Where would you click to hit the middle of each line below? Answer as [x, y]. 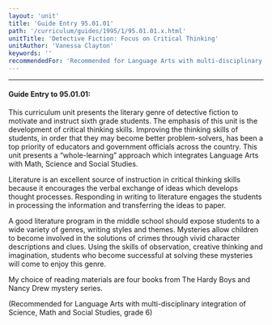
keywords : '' [30, 53]
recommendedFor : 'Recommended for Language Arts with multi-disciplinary [136, 61]
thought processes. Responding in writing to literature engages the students [135, 197]
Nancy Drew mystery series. [55, 289]
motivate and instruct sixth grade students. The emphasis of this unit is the [133, 121]
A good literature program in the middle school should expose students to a [134, 221]
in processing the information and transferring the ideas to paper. [117, 205]
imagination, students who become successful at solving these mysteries [131, 255]
